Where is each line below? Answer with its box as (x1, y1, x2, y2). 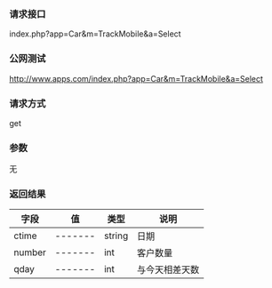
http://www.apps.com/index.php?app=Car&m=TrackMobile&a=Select (9, 73, 264, 84)
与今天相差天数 (136, 264, 200, 276)
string (103, 229, 129, 242)
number (13, 246, 47, 259)
